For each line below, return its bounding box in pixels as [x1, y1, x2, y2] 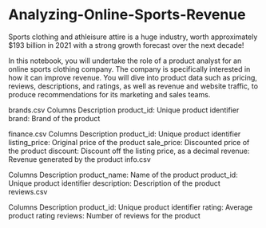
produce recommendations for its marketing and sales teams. [8, 89, 211, 99]
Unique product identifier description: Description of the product [8, 178, 221, 188]
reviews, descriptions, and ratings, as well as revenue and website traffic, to [8, 81, 258, 91]
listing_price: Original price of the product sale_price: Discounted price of [8, 137, 250, 147]
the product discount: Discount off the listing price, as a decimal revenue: [8, 146, 250, 155]
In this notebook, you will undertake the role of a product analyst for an [8, 56, 242, 65]
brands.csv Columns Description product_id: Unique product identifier [8, 105, 240, 115]
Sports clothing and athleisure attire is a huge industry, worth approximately [8, 32, 258, 41]
